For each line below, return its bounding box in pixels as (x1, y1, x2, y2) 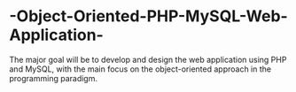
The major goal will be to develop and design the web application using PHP (9, 54, 287, 65)
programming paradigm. (9, 73, 97, 83)
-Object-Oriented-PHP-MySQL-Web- (9, 6, 288, 27)
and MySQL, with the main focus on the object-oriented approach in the (9, 64, 272, 74)
